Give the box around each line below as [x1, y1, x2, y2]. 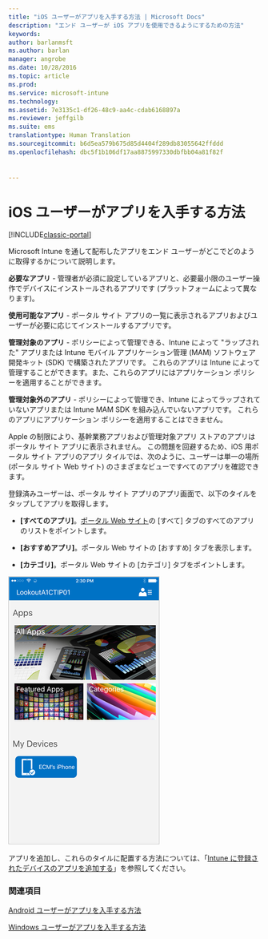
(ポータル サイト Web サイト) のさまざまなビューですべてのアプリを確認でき [8, 461, 260, 472]
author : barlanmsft [8, 38, 74, 46]
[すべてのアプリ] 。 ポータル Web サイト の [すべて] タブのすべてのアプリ [19, 516, 254, 526]
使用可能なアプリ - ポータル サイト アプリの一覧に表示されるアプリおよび [8, 311, 251, 320]
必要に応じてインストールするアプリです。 [35, 320, 176, 330]
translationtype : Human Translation [8, 131, 130, 139]
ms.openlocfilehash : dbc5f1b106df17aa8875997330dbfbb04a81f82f [8, 148, 224, 156]
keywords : [8, 30, 42, 38]
